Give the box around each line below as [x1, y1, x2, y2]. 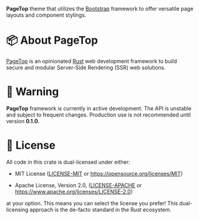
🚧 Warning [6, 85, 59, 98]
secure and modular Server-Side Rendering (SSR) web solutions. [6, 64, 166, 71]
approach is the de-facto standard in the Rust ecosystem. [29, 206, 172, 213]
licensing [6, 206, 29, 213]
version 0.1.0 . [6, 117, 40, 125]
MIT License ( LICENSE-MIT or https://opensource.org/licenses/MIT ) [14, 170, 183, 177]
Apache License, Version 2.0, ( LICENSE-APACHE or [14, 181, 142, 188]
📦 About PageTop [6, 34, 99, 47]
